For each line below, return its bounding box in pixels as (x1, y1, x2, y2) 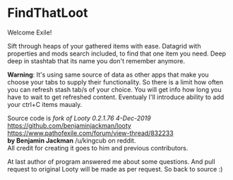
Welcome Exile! (7, 28, 52, 37)
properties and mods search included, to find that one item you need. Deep (7, 49, 226, 58)
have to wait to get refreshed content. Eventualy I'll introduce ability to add (7, 93, 225, 101)
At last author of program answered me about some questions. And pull (7, 157, 215, 166)
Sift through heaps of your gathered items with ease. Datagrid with (7, 41, 201, 50)
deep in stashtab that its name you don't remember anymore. (7, 56, 186, 65)
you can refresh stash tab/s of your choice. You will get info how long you (7, 85, 222, 94)
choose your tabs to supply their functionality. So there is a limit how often (7, 77, 224, 86)
